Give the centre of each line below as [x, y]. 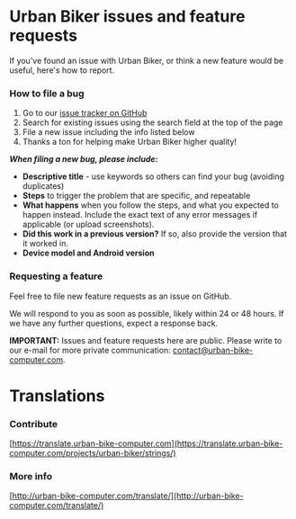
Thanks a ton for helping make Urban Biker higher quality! [129, 142]
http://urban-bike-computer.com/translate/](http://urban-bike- [128, 496]
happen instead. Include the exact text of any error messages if [140, 215]
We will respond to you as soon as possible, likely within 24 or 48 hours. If [147, 313]
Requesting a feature [56, 276]
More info [31, 476]
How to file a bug [47, 94]
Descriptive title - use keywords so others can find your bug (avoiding [153, 176]
